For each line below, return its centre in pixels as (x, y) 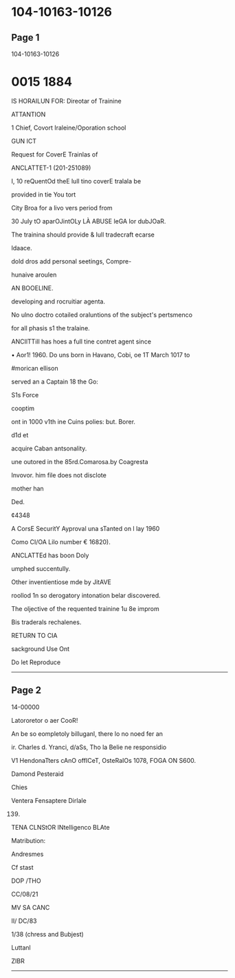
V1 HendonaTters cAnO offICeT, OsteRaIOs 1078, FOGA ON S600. (104, 760)
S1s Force (25, 395)
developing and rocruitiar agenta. (58, 301)
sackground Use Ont (41, 648)
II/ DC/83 (24, 921)
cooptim (23, 408)
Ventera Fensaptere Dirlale (49, 800)
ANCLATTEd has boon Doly (50, 555)
